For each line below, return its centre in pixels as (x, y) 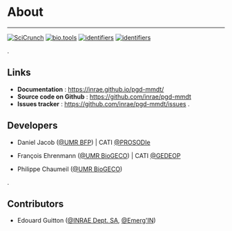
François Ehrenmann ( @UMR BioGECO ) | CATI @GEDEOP (99, 155)
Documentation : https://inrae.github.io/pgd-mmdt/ (90, 89)
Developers (32, 126)
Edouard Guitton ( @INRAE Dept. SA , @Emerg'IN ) (87, 221)
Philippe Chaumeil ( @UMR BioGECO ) (70, 169)
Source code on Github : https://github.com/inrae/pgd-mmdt (104, 97)
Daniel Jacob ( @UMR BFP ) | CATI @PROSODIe (84, 142)
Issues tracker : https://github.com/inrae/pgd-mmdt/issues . (103, 103)
